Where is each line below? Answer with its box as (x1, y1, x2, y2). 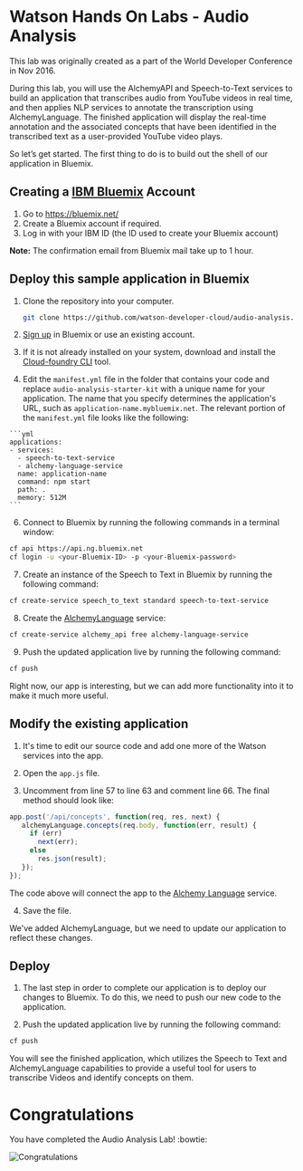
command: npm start (17, 477, 91, 486)
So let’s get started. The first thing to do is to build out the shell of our (9, 148, 269, 159)
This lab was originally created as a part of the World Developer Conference (9, 55, 293, 66)
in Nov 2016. (9, 65, 56, 76)
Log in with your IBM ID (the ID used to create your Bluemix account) (22, 227, 279, 238)
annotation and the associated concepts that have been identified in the (9, 120, 278, 132)
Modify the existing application (9, 716, 189, 732)
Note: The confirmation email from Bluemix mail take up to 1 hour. (9, 245, 254, 255)
